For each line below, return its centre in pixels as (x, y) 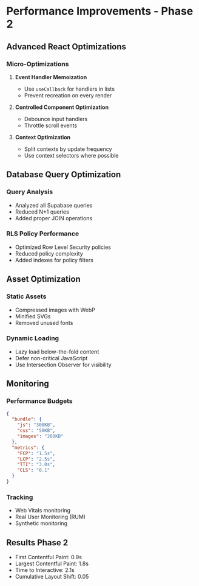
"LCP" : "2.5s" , (36, 459)
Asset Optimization (43, 279)
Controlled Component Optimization (62, 107)
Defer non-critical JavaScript (51, 358)
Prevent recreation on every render (68, 95)
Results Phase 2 (37, 542)
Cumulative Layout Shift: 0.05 (52, 577)
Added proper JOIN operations (54, 218)
